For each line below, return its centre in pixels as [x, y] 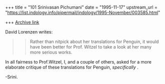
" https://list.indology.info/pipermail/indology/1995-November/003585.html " [83, 12]
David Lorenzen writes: [29, 32]
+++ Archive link [22, 22]
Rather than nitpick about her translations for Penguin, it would [94, 41]
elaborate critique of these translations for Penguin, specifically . [72, 67]
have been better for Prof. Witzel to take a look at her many [90, 47]
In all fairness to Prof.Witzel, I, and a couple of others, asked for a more [78, 62]
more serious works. [51, 52]
